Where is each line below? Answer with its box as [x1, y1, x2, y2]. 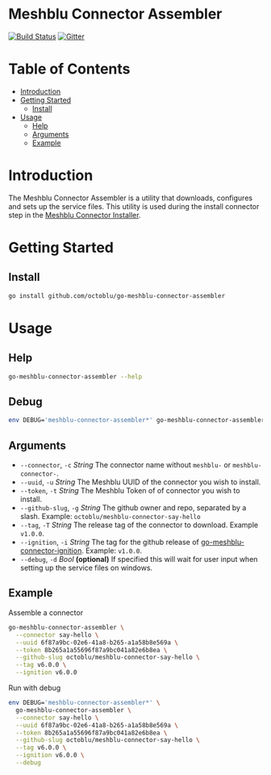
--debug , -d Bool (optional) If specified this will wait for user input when [19, 555, 258, 564]
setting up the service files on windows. [19, 563, 153, 573]
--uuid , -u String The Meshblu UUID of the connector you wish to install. [19, 477, 261, 487]
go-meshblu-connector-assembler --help [8, 372, 143, 380]
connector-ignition [19, 546, 82, 555]
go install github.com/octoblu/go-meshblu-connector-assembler [8, 291, 226, 300]
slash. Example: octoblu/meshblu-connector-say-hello [19, 512, 201, 522]
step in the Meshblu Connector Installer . [8, 210, 141, 220]
